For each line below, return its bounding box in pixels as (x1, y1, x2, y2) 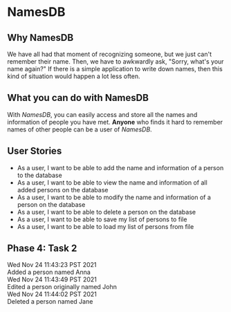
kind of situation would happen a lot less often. (7, 72, 140, 80)
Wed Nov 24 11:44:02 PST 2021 (7, 290, 97, 298)
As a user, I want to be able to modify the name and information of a (17, 193, 211, 201)
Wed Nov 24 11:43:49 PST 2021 (7, 275, 97, 284)
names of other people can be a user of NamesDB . (7, 125, 152, 134)
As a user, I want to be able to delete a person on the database (17, 208, 196, 216)
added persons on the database (17, 185, 109, 194)
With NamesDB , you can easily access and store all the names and (7, 110, 198, 118)
